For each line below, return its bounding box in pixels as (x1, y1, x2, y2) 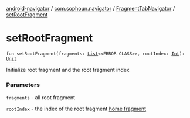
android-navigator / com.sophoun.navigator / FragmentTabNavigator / (6, 5, 175, 12)
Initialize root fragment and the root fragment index (6, 66, 130, 73)
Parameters (6, 81, 40, 89)
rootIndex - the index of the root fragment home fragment (6, 105, 147, 113)
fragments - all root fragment (6, 94, 75, 101)
